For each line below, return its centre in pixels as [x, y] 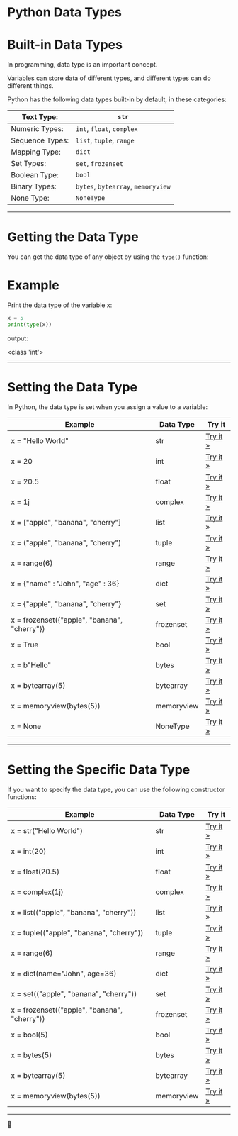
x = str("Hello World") [47, 830]
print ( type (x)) [30, 324]
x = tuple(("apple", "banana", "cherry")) [77, 932]
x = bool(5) [29, 1035]
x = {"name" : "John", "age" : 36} [65, 584]
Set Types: [29, 164]
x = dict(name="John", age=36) [64, 974]
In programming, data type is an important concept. [83, 65]
